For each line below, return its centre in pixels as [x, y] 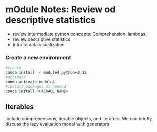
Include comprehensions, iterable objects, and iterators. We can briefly [79, 119]
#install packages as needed [36, 86]
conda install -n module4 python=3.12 [46, 73]
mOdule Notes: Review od [60, 9]
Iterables [19, 107]
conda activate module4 [30, 82]
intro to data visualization [38, 44]
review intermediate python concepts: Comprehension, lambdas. [80, 34]
